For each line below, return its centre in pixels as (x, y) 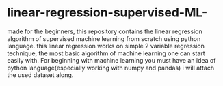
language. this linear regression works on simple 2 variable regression (106, 46)
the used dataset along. (40, 75)
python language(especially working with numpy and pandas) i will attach (110, 68)
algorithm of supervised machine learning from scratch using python (104, 38)
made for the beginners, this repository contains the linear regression (105, 31)
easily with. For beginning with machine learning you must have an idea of (112, 60)
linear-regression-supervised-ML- (107, 13)
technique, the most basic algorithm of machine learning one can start (106, 53)
